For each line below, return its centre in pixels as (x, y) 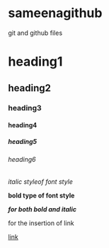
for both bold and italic (42, 209)
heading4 (23, 125)
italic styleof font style (41, 181)
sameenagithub (55, 13)
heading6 (22, 159)
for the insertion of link (41, 223)
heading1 (35, 62)
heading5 (23, 141)
